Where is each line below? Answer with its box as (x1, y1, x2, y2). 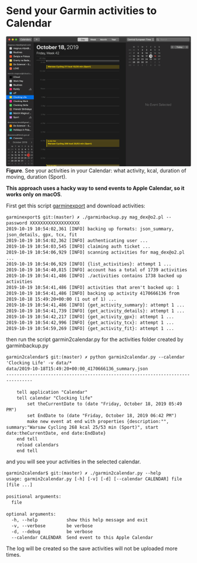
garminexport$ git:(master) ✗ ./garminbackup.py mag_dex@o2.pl (6, 214, 164, 220)
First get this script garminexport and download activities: (6, 202, 145, 209)
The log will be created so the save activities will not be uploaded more (6, 545, 178, 552)
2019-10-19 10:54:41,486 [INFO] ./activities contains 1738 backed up (6, 272, 182, 279)
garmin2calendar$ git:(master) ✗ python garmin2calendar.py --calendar (6, 354, 185, 360)
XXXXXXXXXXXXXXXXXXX (29, 220, 80, 226)
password (6, 220, 28, 226)
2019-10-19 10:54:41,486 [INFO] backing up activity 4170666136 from (6, 290, 180, 296)
